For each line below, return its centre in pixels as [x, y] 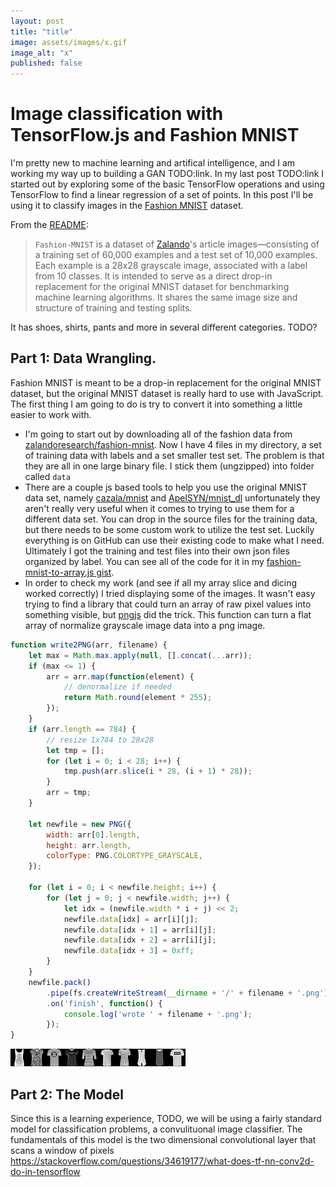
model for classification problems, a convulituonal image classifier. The [156, 1129]
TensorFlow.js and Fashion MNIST [155, 135]
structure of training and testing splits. [113, 308]
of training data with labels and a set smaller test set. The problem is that [174, 455]
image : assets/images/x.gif [69, 42]
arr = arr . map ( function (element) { [120, 676]
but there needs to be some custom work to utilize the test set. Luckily [169, 529]
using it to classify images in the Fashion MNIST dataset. [127, 206]
